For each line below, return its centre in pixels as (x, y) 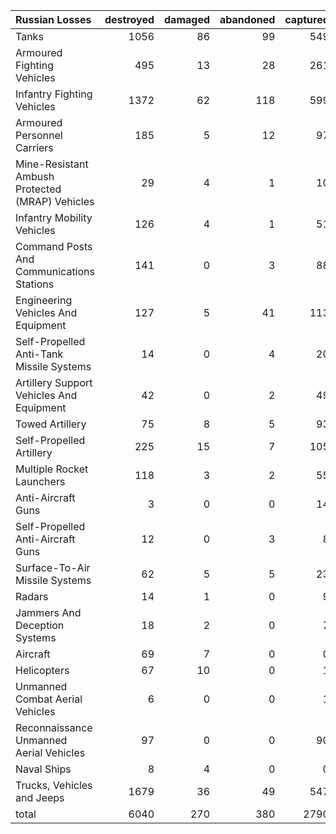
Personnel (39, 135)
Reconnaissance (54, 727)
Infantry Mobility (54, 217)
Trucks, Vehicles (54, 785)
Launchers (40, 481)
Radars (32, 596)
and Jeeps (40, 797)
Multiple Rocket (52, 469)
